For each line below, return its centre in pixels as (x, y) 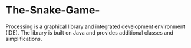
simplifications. (24, 39)
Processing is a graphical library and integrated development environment (95, 26)
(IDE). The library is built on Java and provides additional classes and (89, 32)
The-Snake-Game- (53, 10)
